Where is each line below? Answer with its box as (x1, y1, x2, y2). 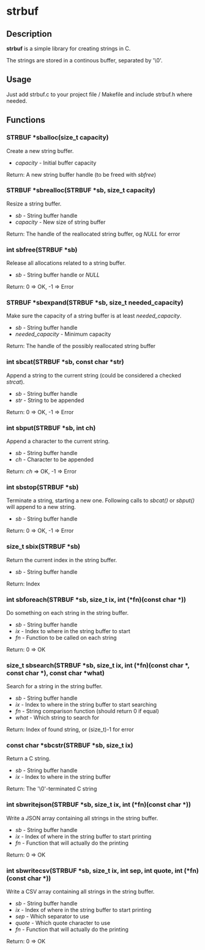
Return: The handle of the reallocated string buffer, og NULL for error (6, 230, 181, 237)
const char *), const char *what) (6, 669, 105, 677)
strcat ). (6, 378, 25, 385)
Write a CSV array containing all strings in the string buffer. (6, 888, 155, 896)
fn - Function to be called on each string (15, 634, 117, 641)
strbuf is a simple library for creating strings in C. (6, 45, 131, 52)
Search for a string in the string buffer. (6, 683, 103, 690)
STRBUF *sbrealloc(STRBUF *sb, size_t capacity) (6, 186, 156, 195)
